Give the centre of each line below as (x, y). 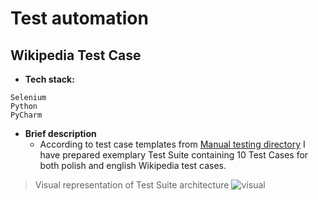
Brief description (60, 133)
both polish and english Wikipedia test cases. (133, 165)
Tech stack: (49, 79)
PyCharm (26, 115)
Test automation (79, 18)
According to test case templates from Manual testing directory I (172, 144)
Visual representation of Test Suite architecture (132, 185)
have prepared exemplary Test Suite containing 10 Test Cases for (174, 155)
